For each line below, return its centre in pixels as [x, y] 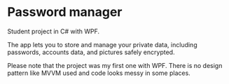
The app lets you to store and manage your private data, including [102, 44]
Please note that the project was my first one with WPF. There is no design [115, 65]
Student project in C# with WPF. [54, 31]
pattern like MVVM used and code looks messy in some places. [99, 73]
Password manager [65, 12]
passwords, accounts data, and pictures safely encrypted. [91, 52]
